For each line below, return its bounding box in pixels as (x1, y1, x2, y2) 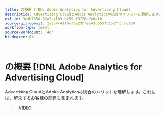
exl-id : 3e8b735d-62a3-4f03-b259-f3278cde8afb (5, 16, 102, 21)
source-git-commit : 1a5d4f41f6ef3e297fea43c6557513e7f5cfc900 (5, 21, 135, 26)
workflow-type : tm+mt (5, 25, 50, 30)
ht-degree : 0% (5, 35, 34, 40)
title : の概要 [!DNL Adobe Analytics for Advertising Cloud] (5, 7, 131, 12)
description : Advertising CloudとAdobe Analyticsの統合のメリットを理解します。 (5, 12, 163, 17)
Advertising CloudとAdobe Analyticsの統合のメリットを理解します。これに (5, 89, 156, 94)
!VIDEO (17, 105, 32, 111)
